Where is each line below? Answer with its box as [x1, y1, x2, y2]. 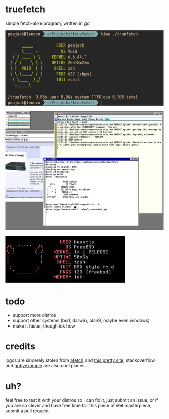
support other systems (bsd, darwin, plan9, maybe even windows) [12, 317, 150, 324]
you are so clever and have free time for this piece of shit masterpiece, [5, 403, 152, 409]
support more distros [12, 312, 56, 318]
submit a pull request [5, 408, 49, 414]
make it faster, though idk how [12, 323, 75, 329]
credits [5, 341, 35, 352]
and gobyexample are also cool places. [5, 363, 87, 369]
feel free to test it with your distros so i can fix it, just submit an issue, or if [5, 397, 158, 403]
